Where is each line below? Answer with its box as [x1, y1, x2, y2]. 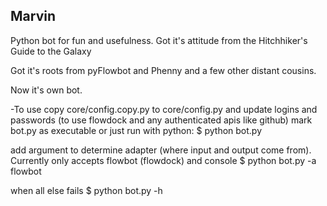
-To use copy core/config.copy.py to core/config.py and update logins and [10, 103, 318, 115]
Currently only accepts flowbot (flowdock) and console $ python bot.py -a [10, 154, 317, 166]
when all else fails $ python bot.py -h [10, 184, 163, 196]
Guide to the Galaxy [10, 45, 92, 57]
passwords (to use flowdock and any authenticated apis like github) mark [10, 114, 313, 126]
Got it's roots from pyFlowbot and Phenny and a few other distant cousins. [10, 64, 317, 76]
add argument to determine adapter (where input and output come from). [10, 144, 312, 156]
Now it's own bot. [10, 84, 83, 96]
